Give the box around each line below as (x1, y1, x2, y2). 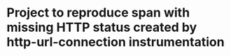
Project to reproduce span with (6, 5, 190, 21)
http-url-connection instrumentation (6, 35, 225, 50)
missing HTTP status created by (6, 19, 197, 35)
